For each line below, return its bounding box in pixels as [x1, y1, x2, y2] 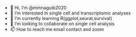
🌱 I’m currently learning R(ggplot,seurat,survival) [10, 15, 113, 21]
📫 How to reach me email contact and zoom [10, 26, 104, 32]
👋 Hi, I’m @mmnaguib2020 [10, 5, 67, 10]
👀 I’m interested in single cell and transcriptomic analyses [10, 10, 131, 16]
